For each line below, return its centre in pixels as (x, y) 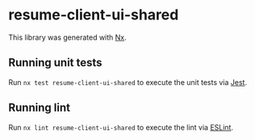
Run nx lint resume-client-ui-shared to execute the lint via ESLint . (121, 127)
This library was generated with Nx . (67, 37)
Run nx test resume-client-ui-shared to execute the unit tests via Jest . (128, 82)
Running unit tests (55, 63)
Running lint (40, 108)
